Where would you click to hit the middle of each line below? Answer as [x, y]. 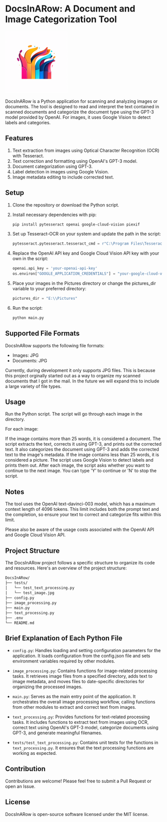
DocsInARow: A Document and [70, 9]
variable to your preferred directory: [49, 289]
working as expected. [35, 753]
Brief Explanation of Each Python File [64, 638]
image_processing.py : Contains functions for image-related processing [85, 671]
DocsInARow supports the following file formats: [55, 345]
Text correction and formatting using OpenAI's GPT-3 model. [75, 161]
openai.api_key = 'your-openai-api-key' [55, 269]
